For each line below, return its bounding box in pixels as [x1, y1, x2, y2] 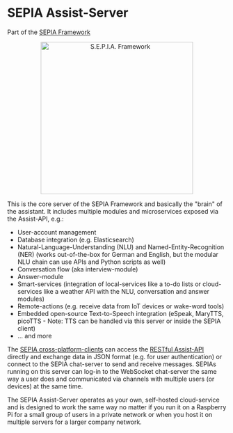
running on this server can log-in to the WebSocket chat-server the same [7, 367, 217, 375]
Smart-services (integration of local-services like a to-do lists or [17, 280, 202, 288]
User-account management [17, 228, 97, 236]
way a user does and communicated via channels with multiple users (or [7, 375, 215, 383]
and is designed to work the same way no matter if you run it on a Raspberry [7, 402, 227, 411]
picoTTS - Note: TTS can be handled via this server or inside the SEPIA [17, 317, 221, 325]
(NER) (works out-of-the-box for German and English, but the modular [17, 250, 219, 258]
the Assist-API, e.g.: [7, 214, 64, 223]
